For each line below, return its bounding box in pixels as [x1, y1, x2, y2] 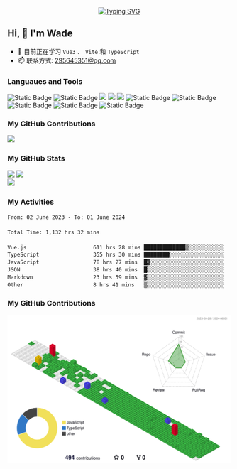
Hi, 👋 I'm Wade [7, 28, 73, 40]
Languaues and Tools [7, 76, 83, 86]
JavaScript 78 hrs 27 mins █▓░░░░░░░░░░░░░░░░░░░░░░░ [7, 259, 224, 266]
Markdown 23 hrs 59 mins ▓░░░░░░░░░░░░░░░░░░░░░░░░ [7, 274, 224, 281]
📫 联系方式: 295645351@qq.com [17, 56, 116, 65]
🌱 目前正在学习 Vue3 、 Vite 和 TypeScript [17, 47, 140, 55]
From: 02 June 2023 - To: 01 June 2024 [7, 214, 126, 221]
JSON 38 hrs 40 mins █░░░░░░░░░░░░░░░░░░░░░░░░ [7, 266, 224, 274]
